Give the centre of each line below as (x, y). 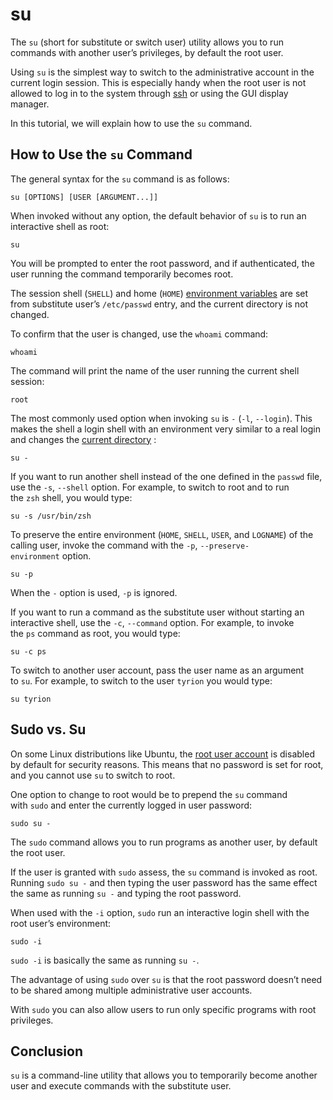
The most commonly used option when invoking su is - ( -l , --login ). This (161, 418)
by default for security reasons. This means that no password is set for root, (167, 764)
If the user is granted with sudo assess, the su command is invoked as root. (164, 872)
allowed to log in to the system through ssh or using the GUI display (149, 93)
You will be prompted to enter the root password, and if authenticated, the (162, 263)
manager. (30, 104)
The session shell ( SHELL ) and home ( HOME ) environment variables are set (159, 293)
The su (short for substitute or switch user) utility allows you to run (147, 42)
